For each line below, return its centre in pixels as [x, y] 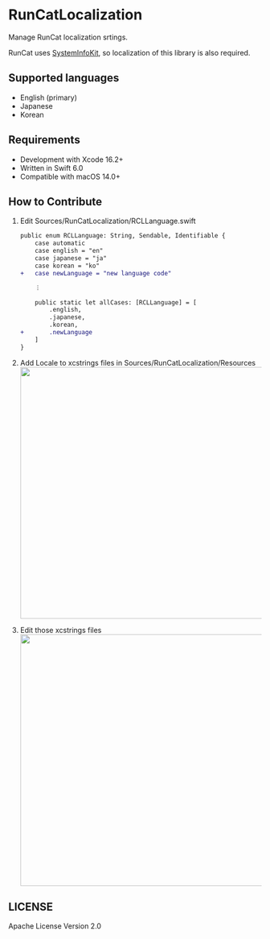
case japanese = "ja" [71, 259]
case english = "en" [69, 251]
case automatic [60, 243]
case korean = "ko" [67, 266]
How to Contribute [55, 202]
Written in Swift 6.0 [51, 168]
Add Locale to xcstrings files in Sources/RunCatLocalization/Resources [137, 362]
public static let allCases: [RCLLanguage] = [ [116, 302]
